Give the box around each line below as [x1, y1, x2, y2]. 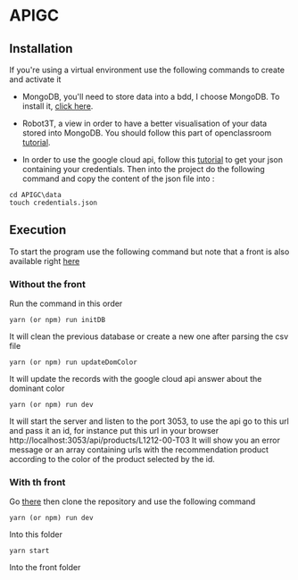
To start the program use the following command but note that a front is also [9, 246, 290, 257]
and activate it [9, 74, 62, 85]
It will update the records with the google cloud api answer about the [9, 374, 262, 385]
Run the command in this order [9, 298, 123, 309]
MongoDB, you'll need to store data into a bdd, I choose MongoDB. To [21, 91, 280, 102]
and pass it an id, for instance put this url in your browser [9, 426, 219, 436]
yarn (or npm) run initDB [9, 316, 105, 325]
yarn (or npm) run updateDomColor [9, 358, 138, 367]
